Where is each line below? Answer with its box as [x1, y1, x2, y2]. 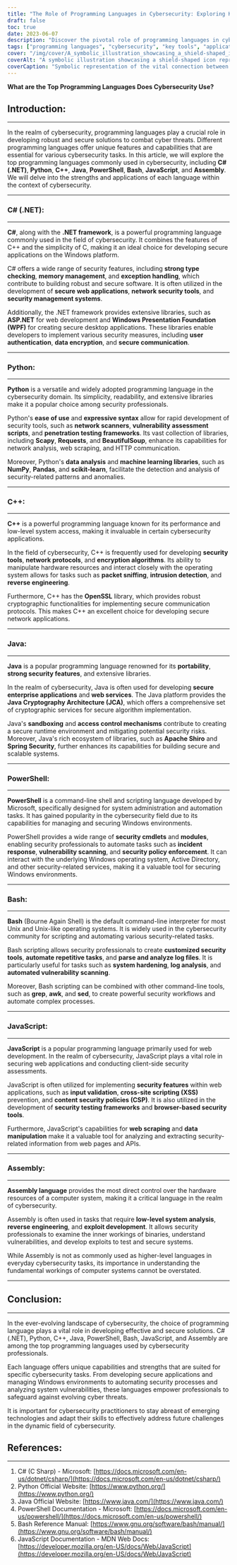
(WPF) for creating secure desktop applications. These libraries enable [7, 323, 214, 331]
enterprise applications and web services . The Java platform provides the [7, 691, 226, 699]
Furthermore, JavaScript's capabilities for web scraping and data [7, 1124, 198, 1133]
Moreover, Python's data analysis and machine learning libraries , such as [7, 458, 225, 466]
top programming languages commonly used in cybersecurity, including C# [7, 158, 227, 167]
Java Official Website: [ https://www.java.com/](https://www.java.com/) [17, 1497, 224, 1506]
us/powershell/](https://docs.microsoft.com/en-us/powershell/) [17, 1512, 202, 1521]
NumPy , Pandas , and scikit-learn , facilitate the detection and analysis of [7, 465, 220, 474]
